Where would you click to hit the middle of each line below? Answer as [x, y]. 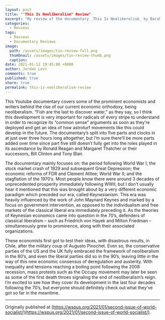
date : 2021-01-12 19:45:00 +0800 [39, 64]
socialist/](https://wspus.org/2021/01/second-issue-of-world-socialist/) [77, 312]
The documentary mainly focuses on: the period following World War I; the [81, 163]
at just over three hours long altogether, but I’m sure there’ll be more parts [80, 138]
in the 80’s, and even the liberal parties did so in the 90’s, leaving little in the [82, 256]
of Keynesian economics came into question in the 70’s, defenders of [75, 215]
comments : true [21, 74]
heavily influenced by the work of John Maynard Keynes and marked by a [80, 200]
